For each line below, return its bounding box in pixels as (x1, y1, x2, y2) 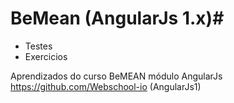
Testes (24, 40, 53, 52)
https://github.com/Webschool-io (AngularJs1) (10, 80, 202, 92)
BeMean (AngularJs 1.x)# (10, 7, 225, 30)
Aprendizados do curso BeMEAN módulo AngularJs (10, 70, 223, 82)
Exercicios (24, 50, 68, 62)
